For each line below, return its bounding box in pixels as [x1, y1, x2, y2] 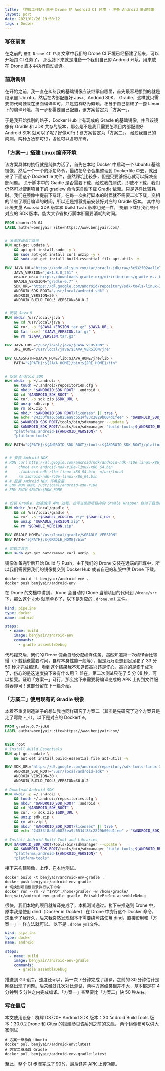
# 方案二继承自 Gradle [5, 1047, 47, 1052]
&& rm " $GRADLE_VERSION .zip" [14, 523, 74, 529]
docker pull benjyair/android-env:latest [5, 1042, 91, 1047]
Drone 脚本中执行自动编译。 [10, 63, 67, 69]
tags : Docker [5, 21, 34, 26]
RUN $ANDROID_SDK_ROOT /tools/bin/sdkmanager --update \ [5, 842, 122, 847]
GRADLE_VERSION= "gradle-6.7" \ [14, 279, 78, 284]
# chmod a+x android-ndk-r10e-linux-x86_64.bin [5, 464, 113, 470]
